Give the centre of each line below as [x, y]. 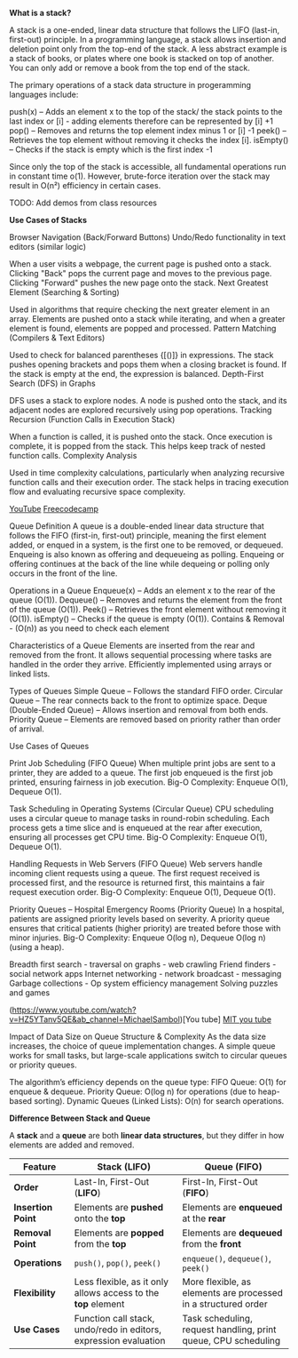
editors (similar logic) [48, 247]
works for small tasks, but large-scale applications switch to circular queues [148, 1055]
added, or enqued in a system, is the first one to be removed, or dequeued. [146, 545]
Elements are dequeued [232, 1233]
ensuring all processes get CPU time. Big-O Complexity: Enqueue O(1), [138, 837]
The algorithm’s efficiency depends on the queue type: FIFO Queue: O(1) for [148, 1082]
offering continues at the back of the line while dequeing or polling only [140, 564]
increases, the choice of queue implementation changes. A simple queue [143, 1046]
